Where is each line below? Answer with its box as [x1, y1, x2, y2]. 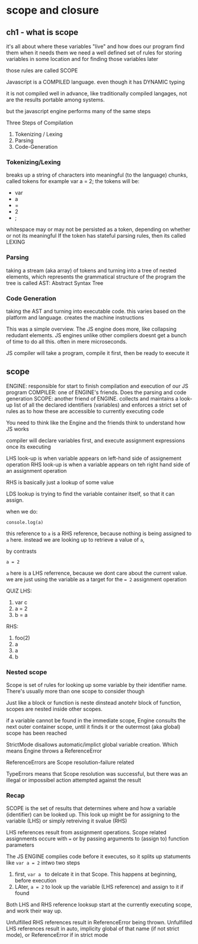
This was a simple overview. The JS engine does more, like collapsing [6, 325, 177, 332]
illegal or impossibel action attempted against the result [6, 777, 141, 783]
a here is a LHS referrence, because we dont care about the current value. [6, 569, 188, 577]
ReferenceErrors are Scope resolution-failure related [6, 759, 135, 766]
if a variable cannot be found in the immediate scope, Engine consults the [6, 717, 186, 724]
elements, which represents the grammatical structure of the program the [6, 273, 186, 280]
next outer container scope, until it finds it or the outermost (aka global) [6, 724, 181, 730]
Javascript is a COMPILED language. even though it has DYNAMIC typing [6, 78, 185, 85]
